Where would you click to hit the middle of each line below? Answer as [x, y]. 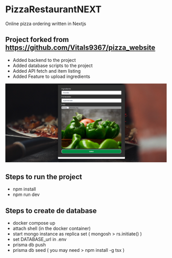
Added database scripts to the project [53, 66]
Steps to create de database [51, 211]
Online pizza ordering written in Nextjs [46, 24]
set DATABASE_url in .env [39, 239]
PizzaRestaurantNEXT [53, 9]
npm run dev [26, 195]
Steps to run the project [44, 177]
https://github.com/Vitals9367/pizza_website [80, 48]
